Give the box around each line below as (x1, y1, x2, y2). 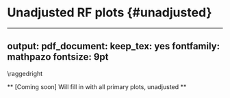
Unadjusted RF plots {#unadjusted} (7, 5, 212, 21)
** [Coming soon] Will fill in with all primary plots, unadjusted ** (7, 82, 187, 90)
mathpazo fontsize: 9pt (7, 51, 109, 63)
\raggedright (7, 69, 43, 77)
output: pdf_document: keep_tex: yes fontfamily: (7, 40, 220, 52)
